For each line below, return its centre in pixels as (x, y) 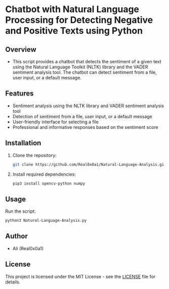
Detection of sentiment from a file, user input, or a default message (82, 116)
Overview (21, 49)
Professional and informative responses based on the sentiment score (85, 127)
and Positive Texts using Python (74, 31)
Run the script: (20, 211)
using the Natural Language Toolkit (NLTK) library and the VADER (80, 67)
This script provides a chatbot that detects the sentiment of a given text (87, 61)
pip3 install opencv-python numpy (49, 183)
